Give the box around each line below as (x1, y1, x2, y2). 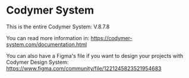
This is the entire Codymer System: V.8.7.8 (6, 23, 110, 30)
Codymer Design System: (6, 58, 69, 66)
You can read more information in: (6, 34, 90, 41)
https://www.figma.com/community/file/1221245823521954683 (6, 64, 162, 71)
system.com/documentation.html (6, 41, 87, 48)
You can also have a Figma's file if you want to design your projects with (6, 52, 184, 59)
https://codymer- (90, 34, 133, 41)
